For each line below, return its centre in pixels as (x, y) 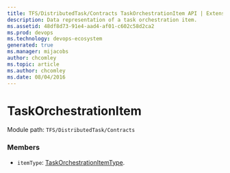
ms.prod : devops (30, 32)
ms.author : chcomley (37, 70)
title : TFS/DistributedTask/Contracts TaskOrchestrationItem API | (105, 13)
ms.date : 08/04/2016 (37, 77)
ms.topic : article (33, 64)
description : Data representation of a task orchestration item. (102, 20)
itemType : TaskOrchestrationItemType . (71, 162)
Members (23, 148)
